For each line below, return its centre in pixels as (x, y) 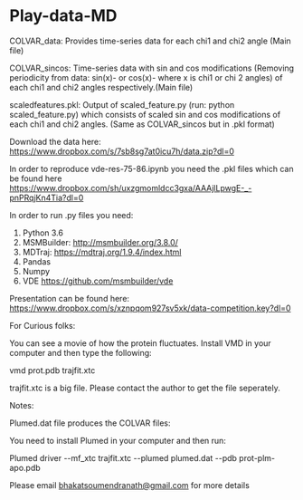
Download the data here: (55, 141)
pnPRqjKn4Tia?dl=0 (47, 197)
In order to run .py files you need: (71, 215)
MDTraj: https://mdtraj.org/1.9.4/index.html (102, 252)
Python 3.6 (43, 233)
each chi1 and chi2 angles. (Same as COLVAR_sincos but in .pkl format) (142, 124)
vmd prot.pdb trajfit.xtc (52, 370)
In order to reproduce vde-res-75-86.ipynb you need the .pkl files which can (151, 168)
